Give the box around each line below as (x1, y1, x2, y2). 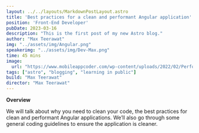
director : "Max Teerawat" (6, 80, 70, 86)
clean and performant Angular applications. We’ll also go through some (6, 114, 179, 121)
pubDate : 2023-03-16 (6, 25, 57, 31)
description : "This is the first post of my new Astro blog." (6, 31, 163, 37)
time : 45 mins (6, 53, 41, 59)
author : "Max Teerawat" (6, 36, 65, 42)
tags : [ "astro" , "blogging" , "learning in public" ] (6, 69, 136, 75)
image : (6, 58, 23, 64)
